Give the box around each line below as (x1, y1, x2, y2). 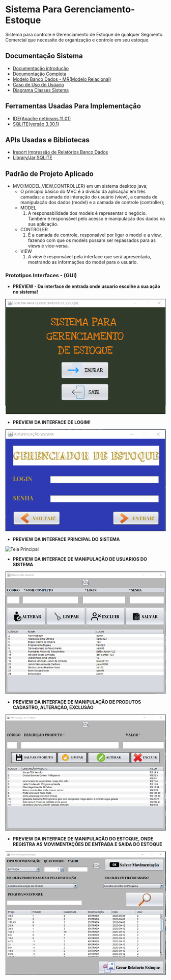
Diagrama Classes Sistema (12, 87, 69, 93)
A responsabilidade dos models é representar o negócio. (27, 210, 147, 216)
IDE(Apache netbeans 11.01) (12, 115, 71, 121)
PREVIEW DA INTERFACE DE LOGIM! (12, 419, 91, 425)
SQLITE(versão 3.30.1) (12, 121, 60, 127)
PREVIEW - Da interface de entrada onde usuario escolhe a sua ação (12, 283, 160, 289)
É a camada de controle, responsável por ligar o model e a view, (27, 232, 162, 238)
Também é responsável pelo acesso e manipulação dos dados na (27, 216, 165, 222)
